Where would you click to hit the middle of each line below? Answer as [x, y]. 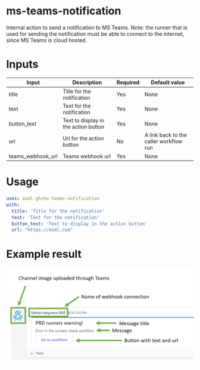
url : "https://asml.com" [42, 230]
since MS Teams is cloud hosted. [47, 40]
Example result [44, 254]
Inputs [22, 64]
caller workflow [163, 141]
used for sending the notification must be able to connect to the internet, [95, 33]
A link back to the [166, 135]
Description [87, 82]
